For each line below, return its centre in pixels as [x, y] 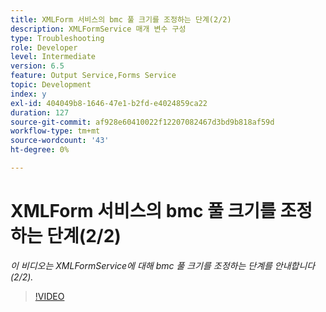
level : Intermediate [53, 57]
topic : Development [51, 85]
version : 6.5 [37, 66]
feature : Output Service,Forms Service [93, 76]
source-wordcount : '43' [60, 141]
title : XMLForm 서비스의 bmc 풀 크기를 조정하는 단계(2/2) [121, 19]
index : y [28, 94]
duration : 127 [40, 112]
